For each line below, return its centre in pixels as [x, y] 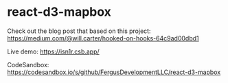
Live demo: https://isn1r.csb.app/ [53, 51]
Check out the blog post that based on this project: [79, 31]
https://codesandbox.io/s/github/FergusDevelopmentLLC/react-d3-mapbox [114, 72]
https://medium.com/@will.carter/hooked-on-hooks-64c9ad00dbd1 [103, 38]
